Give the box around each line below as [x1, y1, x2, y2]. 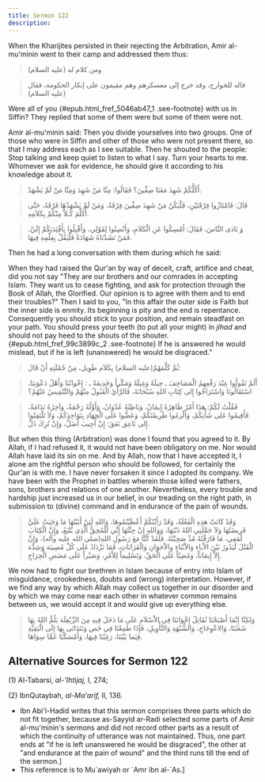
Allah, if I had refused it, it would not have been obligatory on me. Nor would [8, 442, 256, 452]
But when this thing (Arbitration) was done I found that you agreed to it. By [8, 433, 251, 444]
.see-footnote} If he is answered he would [108, 338, 246, 349]
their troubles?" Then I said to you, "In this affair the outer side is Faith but [8, 296, 249, 306]
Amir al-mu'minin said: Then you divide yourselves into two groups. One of [8, 128, 252, 137]
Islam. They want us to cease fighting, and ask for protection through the [8, 280, 246, 289]
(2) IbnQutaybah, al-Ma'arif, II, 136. [8, 691, 123, 700]
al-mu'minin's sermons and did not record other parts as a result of [19, 723, 240, 733]
